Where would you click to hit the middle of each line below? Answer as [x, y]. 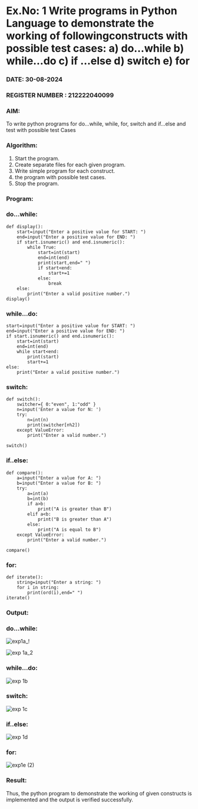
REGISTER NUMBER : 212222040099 [60, 96]
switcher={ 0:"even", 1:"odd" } [56, 404]
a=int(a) [38, 494]
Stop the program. [37, 183]
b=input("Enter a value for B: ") [59, 483]
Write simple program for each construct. [65, 171]
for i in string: [38, 588]
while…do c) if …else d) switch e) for [98, 61]
